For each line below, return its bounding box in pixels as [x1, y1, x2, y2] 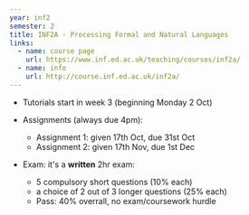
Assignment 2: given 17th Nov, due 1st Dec [35, 141, 196, 152]
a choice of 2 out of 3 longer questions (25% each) [35, 186, 228, 197]
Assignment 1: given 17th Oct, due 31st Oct [35, 132, 196, 143]
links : [9, 38, 34, 48]
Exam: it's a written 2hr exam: [22, 159, 136, 170]
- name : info [17, 64, 67, 73]
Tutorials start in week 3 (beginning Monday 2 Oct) [22, 97, 213, 107]
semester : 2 [9, 22, 54, 31]
